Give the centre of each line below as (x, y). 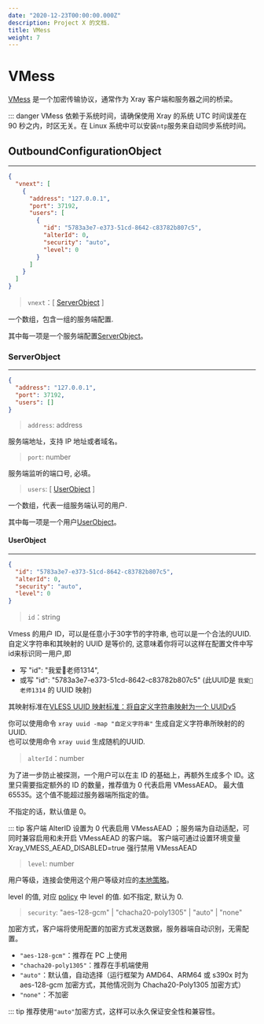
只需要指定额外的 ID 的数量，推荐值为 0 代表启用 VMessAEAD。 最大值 (129, 785)
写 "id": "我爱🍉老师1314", (59, 670)
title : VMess (29, 30)
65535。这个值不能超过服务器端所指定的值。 (81, 795)
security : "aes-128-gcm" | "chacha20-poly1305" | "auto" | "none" (135, 913)
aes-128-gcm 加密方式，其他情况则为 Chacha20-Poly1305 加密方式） (132, 985)
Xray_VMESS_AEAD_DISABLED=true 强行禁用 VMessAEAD (103, 848)
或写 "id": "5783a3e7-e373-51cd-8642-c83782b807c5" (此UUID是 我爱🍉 (136, 680)
